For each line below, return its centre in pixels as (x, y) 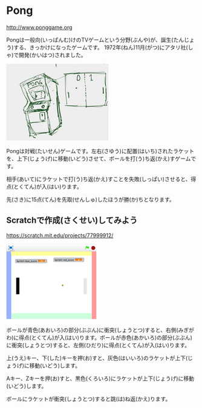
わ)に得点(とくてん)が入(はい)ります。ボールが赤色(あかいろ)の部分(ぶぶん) (99, 337)
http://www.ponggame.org (39, 27)
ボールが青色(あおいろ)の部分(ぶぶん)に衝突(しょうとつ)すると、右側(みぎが (100, 330)
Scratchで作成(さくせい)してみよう (72, 221)
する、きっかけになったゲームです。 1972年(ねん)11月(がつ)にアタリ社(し (103, 47)
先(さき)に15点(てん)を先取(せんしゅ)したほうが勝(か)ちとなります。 (91, 199)
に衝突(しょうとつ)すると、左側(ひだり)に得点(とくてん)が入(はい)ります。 (98, 345)
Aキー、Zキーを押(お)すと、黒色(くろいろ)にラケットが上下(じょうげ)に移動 (100, 378)
